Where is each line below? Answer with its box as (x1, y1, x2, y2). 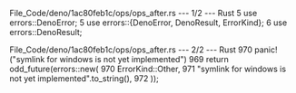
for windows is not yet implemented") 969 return (46, 54, 230, 64)
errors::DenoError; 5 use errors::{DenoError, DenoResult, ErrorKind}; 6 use (9, 17, 288, 28)
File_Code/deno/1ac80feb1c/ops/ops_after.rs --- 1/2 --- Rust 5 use (9, 8, 258, 18)
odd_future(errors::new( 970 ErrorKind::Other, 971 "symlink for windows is (9, 63, 287, 74)
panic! (253, 44, 278, 55)
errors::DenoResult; (9, 27, 83, 37)
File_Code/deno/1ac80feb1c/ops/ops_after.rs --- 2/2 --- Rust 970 (9, 44, 252, 55)
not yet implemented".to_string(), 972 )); (9, 73, 159, 84)
